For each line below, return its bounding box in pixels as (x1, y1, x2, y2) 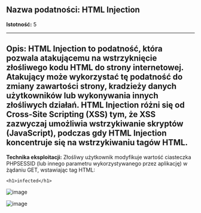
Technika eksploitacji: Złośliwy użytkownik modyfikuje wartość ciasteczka (6, 153, 191, 161)
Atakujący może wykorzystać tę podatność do (6, 72, 183, 82)
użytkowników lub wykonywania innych (6, 91, 159, 101)
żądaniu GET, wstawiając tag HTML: (6, 166, 96, 173)
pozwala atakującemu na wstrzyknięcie (6, 53, 157, 64)
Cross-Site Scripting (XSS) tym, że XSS (6, 109, 156, 119)
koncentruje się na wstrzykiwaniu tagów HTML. (6, 137, 188, 148)
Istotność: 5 (6, 20, 37, 28)
